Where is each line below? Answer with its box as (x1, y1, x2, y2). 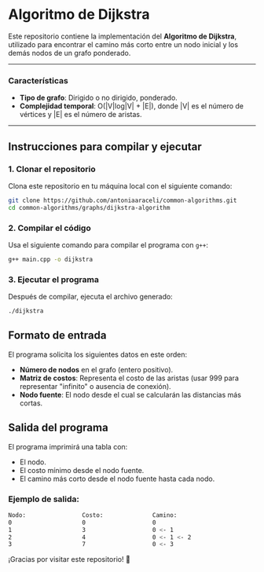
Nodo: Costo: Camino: (8, 511, 178, 519)
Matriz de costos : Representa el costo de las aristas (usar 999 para (19, 373, 240, 383)
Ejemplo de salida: (8, 493, 80, 504)
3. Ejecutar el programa (8, 273, 100, 284)
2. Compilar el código (8, 222, 92, 233)
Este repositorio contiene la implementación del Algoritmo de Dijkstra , (8, 31, 237, 41)
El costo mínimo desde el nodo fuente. (19, 465, 145, 475)
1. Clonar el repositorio (8, 163, 96, 174)
